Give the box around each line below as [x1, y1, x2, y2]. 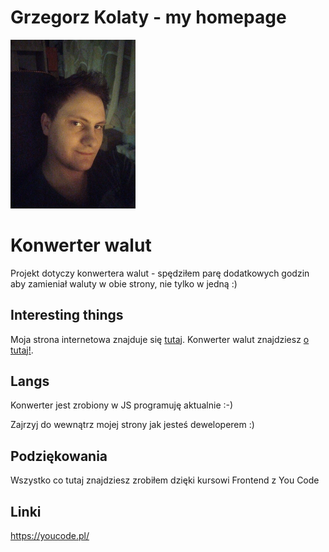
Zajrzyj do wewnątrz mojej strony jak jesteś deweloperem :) [10, 419, 255, 431]
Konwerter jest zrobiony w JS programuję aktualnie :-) [10, 399, 234, 411]
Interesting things [10, 307, 124, 324]
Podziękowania [10, 447, 108, 465]
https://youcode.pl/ [10, 529, 90, 541]
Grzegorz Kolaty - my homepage [10, 6, 287, 29]
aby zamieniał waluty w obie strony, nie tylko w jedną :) [10, 277, 238, 290]
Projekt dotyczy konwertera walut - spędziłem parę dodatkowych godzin [10, 267, 310, 279]
